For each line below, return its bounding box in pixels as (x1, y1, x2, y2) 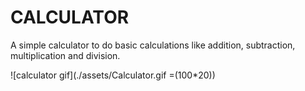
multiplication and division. (10, 49, 121, 61)
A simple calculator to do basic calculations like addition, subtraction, (10, 39, 296, 51)
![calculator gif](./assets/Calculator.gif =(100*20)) (10, 69, 216, 81)
